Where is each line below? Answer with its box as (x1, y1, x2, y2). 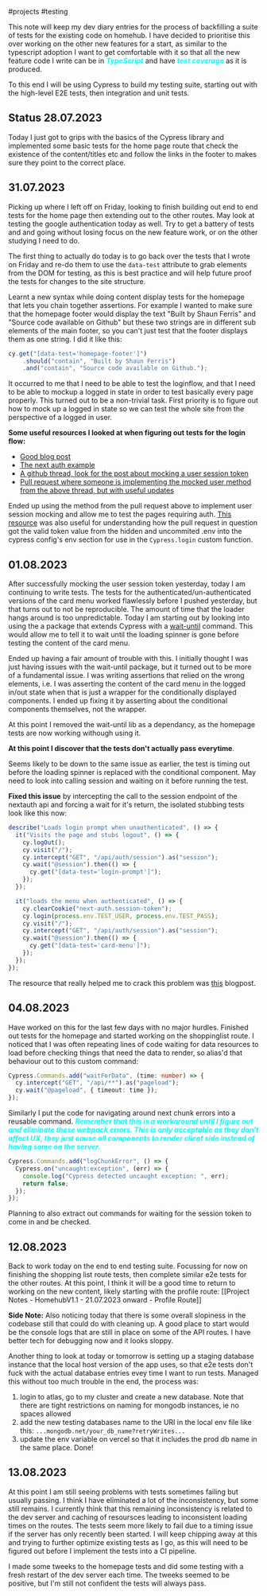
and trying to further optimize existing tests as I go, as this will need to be (8, 1537, 249, 1547)
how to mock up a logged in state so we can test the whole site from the (8, 404, 245, 414)
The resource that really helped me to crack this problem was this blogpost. (8, 978, 256, 987)
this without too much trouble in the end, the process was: (8, 1376, 199, 1387)
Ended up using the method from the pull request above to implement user (8, 501, 253, 511)
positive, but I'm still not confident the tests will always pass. (8, 1578, 207, 1588)
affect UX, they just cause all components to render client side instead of (8, 1134, 256, 1143)
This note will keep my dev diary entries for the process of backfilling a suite (8, 22, 258, 31)
